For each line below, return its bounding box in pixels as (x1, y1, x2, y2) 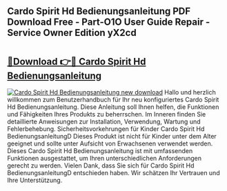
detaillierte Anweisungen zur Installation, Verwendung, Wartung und (7, 117, 201, 125)
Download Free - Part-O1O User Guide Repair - (7, 17, 210, 28)
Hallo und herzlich (164, 88, 216, 96)
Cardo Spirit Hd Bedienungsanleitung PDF (7, 6, 191, 17)
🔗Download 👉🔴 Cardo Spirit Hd (7, 55, 146, 68)
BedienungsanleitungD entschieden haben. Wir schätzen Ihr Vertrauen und (7, 169, 220, 177)
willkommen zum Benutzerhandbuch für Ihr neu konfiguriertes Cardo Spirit (7, 96, 219, 103)
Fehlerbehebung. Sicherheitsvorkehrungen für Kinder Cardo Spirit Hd (7, 125, 205, 133)
